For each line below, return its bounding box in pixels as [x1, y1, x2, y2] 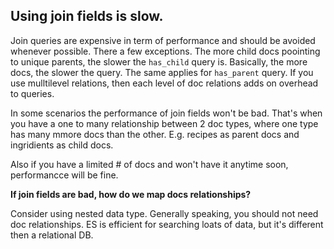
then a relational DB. [10, 229, 94, 241]
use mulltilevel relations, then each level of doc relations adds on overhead [10, 77, 319, 89]
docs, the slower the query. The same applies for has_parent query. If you [10, 66, 314, 78]
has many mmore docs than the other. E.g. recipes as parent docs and [10, 128, 300, 140]
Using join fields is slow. [10, 8, 164, 25]
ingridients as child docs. [10, 139, 114, 151]
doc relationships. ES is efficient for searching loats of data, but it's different [10, 218, 324, 230]
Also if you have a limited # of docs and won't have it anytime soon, [10, 158, 289, 170]
